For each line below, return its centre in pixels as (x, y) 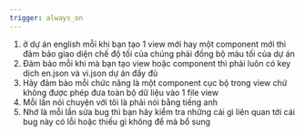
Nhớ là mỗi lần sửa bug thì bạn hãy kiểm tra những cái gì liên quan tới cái (159, 111)
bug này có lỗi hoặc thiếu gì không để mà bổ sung (117, 121)
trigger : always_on (46, 18)
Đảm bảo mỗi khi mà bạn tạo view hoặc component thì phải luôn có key (157, 63)
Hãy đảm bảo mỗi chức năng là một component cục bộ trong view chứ (155, 82)
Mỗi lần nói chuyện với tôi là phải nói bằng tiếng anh (120, 102)
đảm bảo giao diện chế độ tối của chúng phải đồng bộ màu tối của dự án (159, 53)
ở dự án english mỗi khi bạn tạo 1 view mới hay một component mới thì (154, 44)
